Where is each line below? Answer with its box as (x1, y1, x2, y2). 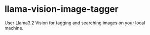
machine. (4, 25, 24, 31)
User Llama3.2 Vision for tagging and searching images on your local (4, 20, 145, 26)
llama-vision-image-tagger (4, 3, 119, 15)
